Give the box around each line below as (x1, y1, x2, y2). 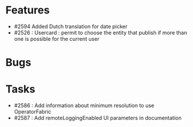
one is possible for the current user (14, 35, 99, 42)
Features (5, 4, 50, 17)
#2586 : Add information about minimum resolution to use (14, 102, 155, 109)
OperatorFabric (14, 108, 51, 115)
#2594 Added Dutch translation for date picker (14, 23, 128, 30)
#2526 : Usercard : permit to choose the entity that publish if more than (14, 29, 188, 36)
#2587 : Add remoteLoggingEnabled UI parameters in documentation (14, 115, 182, 122)
